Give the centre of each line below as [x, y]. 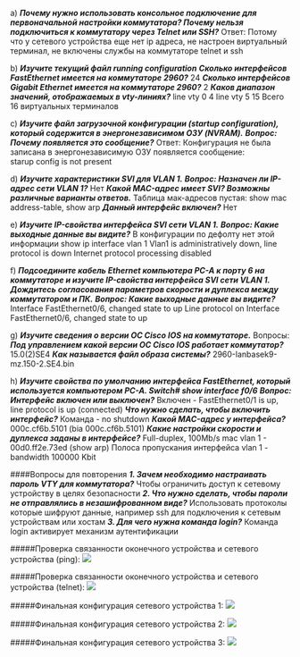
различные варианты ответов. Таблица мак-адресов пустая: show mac [149, 198]
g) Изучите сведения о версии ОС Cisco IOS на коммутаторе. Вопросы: [150, 335]
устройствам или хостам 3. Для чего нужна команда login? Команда [144, 522]
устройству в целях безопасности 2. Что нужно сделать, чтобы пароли [149, 493]
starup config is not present [61, 161]
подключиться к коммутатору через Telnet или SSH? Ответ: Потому [144, 32]
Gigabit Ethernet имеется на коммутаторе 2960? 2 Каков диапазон [143, 87]
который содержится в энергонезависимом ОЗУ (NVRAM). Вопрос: [144, 133]
